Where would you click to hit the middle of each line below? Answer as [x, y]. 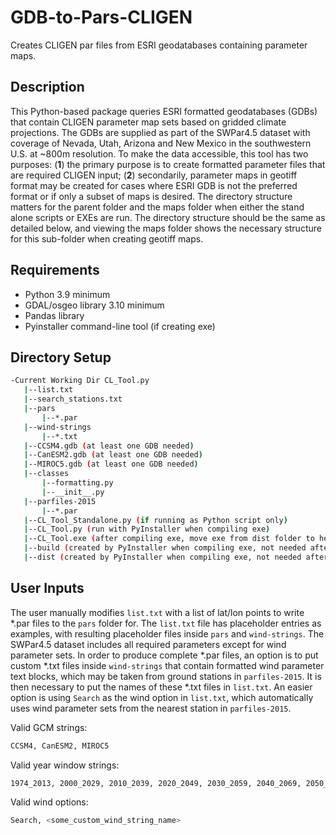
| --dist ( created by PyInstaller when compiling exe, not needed [162, 557]
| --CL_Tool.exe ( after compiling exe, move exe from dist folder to [169, 539]
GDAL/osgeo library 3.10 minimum [94, 305]
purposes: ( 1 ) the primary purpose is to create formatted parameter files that [168, 164]
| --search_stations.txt [73, 399]
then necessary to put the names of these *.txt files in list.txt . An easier [161, 687]
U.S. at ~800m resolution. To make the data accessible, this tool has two [159, 153]
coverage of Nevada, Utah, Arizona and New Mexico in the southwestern [161, 143]
